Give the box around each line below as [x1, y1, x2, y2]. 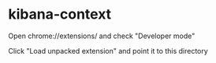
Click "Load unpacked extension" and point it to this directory [8, 46, 209, 55]
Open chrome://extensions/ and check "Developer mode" [8, 31, 196, 40]
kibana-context [8, 5, 112, 23]
